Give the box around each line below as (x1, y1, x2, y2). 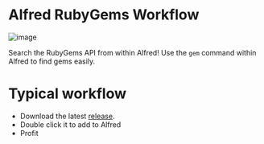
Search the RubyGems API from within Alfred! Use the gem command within (8, 47, 257, 57)
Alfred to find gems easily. (8, 56, 96, 66)
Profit (19, 128, 39, 138)
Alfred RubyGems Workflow (8, 6, 200, 24)
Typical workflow (8, 84, 127, 103)
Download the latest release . (19, 111, 115, 121)
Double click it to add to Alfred (19, 119, 122, 130)
